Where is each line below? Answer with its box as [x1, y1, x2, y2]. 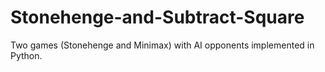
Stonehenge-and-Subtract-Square [10, 6, 305, 29]
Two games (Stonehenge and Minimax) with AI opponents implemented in [10, 39, 315, 51]
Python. [10, 49, 43, 61]
